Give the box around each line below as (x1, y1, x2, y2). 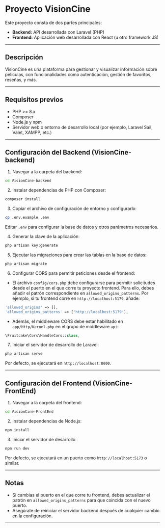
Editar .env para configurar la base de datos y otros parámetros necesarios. (5, 224, 159, 230)
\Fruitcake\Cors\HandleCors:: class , (5, 333, 80, 338)
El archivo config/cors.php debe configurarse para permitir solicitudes (12, 280, 156, 286)
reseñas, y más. (5, 77, 37, 82)
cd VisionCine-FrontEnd (5, 409, 54, 414)
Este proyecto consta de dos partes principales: (5, 20, 102, 26)
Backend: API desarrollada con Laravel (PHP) (12, 29, 105, 35)
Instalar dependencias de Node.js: (12, 418, 82, 424)
